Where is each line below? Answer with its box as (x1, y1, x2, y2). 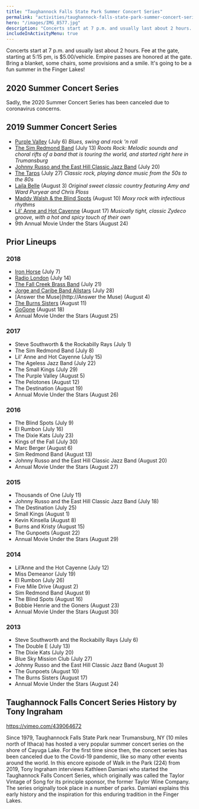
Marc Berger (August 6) (14, 445, 73, 452)
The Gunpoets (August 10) (14, 667, 79, 674)
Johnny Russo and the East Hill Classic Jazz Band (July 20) (14, 163, 161, 170)
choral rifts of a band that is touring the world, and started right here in (14, 151, 188, 158)
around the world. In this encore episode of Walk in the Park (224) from (6, 759, 181, 766)
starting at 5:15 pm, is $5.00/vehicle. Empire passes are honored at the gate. (6, 53, 192, 60)
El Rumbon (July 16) (14, 426, 64, 433)
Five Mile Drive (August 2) (14, 583, 79, 590)
